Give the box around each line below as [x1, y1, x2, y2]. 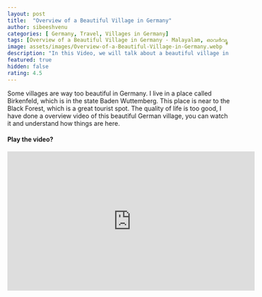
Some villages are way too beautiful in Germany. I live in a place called [7, 89, 212, 98]
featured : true [7, 57, 52, 64]
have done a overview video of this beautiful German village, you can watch [7, 111, 228, 120]
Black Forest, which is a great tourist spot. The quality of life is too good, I [7, 104, 222, 112]
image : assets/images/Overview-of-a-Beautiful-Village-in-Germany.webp [7, 43, 222, 50]
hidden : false [7, 63, 49, 70]
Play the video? [7, 135, 54, 144]
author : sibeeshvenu [7, 23, 69, 30]
